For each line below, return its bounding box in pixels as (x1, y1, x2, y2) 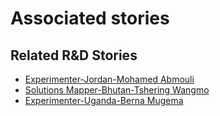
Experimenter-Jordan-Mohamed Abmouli (24, 73, 195, 85)
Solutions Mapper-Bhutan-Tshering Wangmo (24, 84, 210, 96)
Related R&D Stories (10, 47, 138, 64)
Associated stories (10, 7, 170, 30)
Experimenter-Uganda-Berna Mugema (24, 95, 184, 106)
